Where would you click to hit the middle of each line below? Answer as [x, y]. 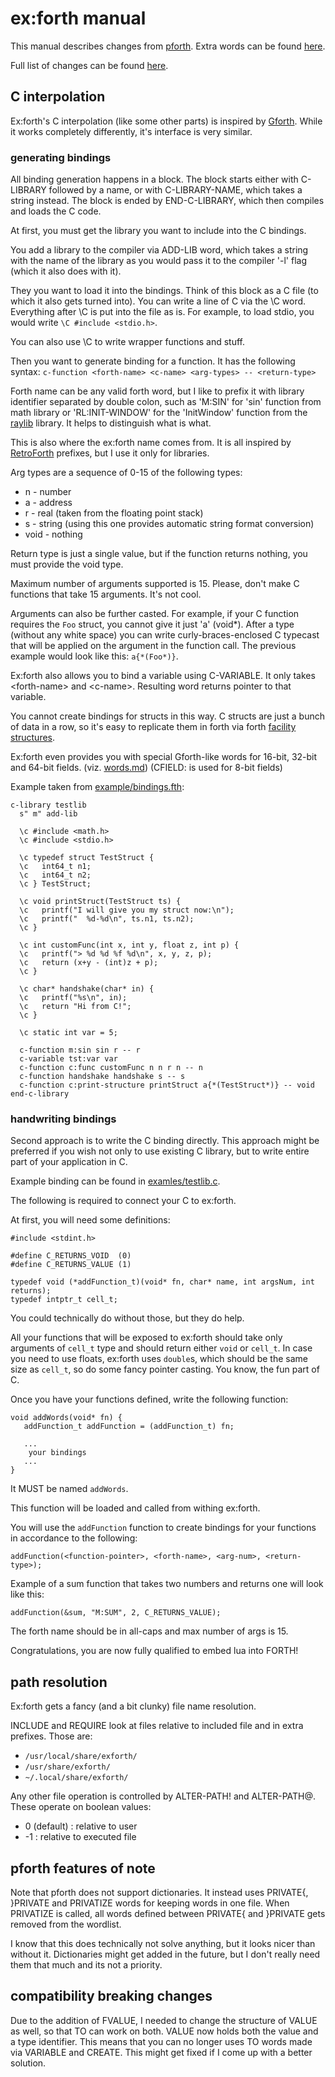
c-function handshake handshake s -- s [102, 1077]
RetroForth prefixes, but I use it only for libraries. [110, 453]
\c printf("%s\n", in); [73, 998]
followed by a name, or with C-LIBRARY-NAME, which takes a [175, 190]
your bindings [57, 1453]
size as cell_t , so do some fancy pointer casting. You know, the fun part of [165, 1369]
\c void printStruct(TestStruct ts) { [100, 902]
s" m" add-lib [48, 814]
